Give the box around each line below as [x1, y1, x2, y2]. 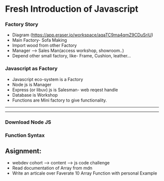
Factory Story [5, 21, 39, 28]
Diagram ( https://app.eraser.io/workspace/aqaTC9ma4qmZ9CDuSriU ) [12, 32, 154, 38]
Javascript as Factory [5, 65, 58, 72]
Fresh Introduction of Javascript [5, 3, 139, 15]
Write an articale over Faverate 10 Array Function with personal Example [12, 170, 157, 176]
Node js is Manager [12, 81, 52, 87]
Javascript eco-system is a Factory [12, 76, 83, 82]
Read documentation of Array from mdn [12, 165, 93, 171]
